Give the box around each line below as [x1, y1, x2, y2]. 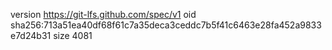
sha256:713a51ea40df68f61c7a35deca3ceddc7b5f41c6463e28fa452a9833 [10, 19, 322, 31]
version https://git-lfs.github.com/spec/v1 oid [10, 9, 197, 20]
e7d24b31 [10, 30, 52, 41]
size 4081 [53, 30, 93, 41]
